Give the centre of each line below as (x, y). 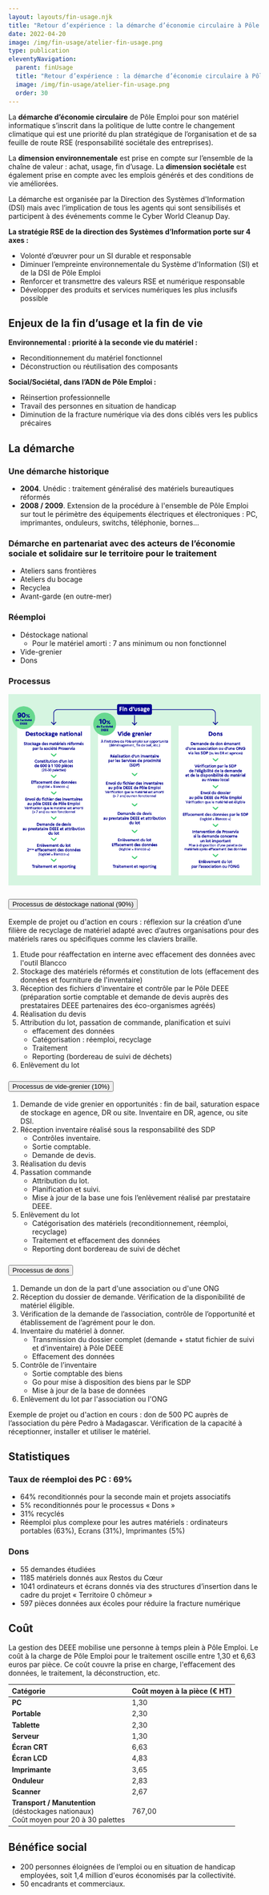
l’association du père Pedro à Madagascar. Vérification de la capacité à (125, 1423)
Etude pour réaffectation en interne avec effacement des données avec (138, 954)
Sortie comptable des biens (77, 1373)
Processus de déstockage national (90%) (73, 904)
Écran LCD (30, 1758)
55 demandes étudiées (58, 1569)
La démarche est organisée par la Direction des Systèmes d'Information (127, 199)
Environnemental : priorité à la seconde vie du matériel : (103, 343)
